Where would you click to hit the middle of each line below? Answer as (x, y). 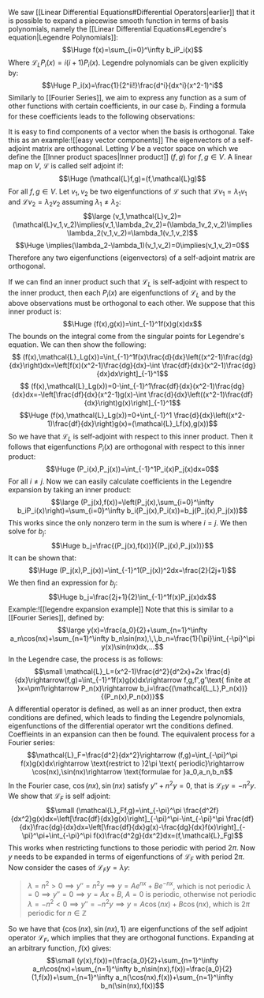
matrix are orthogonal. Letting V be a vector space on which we (135, 148)
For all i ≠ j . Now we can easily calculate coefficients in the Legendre (120, 481)
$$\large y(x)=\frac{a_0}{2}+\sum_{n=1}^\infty (132, 630)
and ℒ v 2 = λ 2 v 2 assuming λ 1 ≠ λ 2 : (65, 203)
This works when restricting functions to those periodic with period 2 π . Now (132, 848)
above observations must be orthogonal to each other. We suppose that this (132, 303)
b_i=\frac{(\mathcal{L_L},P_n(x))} (194, 688)
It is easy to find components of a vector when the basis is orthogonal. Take (131, 131)
